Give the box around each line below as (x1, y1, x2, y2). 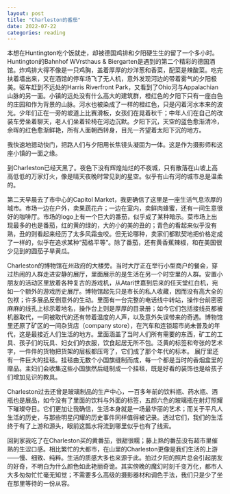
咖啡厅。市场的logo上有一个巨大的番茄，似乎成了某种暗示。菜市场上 (18, 213, 212, 221)
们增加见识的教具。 (7, 373, 62, 381)
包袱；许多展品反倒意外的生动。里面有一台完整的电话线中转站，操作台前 (7, 296, 211, 304)
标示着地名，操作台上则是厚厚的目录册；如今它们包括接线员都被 (42, 305, 223, 313)
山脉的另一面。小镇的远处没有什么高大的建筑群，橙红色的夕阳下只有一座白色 (7, 92, 223, 100)
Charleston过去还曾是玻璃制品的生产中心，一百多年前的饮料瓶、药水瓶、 (7, 388, 212, 396)
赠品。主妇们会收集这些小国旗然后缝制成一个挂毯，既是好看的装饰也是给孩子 (7, 364, 223, 373)
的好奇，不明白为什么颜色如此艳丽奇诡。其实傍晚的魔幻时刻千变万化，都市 (7, 462, 217, 471)
